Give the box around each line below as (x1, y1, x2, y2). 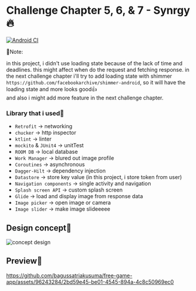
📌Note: (6, 48, 23, 55)
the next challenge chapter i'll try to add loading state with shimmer (6, 72, 172, 80)
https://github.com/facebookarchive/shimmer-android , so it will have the (6, 78, 186, 86)
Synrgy (153, 4, 190, 17)
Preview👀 (6, 256, 42, 266)
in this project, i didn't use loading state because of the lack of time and (6, 59, 183, 66)
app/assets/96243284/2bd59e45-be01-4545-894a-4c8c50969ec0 (6, 278, 174, 285)
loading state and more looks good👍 (6, 85, 97, 93)
